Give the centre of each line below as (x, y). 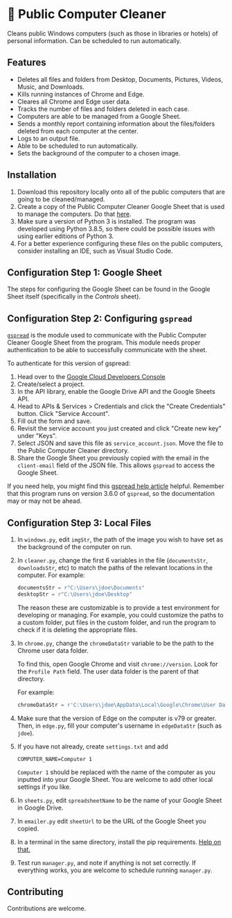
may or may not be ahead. (44, 501)
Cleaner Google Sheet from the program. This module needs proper (104, 342)
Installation (32, 175)
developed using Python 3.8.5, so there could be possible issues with (116, 228)
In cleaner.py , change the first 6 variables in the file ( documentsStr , (113, 560)
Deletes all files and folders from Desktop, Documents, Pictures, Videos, (120, 79)
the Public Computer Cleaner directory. (73, 451)
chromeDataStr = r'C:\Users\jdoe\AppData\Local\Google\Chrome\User (116, 705)
